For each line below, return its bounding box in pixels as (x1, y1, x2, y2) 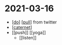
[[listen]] (19, 35, 37, 41)
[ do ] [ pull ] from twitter (11, 19, 57, 25)
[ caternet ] (11, 24, 32, 30)
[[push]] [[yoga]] (11, 29, 46, 35)
